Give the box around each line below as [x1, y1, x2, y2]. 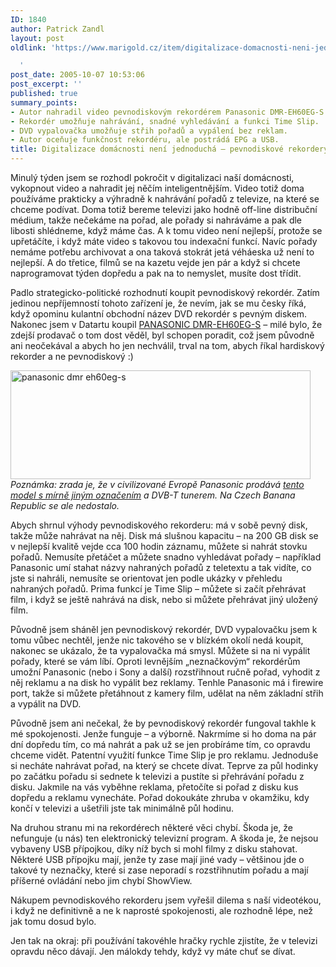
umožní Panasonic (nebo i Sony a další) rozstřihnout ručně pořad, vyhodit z [10, 666, 321, 678]
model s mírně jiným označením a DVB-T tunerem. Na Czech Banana [10, 489, 296, 501]
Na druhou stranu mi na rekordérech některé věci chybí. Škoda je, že [10, 822, 293, 833]
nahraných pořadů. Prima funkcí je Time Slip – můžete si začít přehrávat [10, 583, 307, 595]
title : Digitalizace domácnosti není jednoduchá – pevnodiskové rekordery [10, 144, 329, 155]
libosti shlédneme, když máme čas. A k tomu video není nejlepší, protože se [10, 225, 323, 236]
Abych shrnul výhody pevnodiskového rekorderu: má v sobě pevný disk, [10, 519, 308, 531]
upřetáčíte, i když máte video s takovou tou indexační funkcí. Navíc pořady [10, 236, 318, 247]
